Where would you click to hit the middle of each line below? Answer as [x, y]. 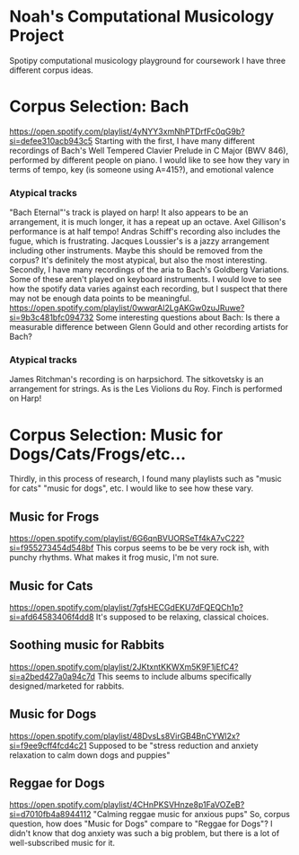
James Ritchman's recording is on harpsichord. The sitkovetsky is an [136, 379]
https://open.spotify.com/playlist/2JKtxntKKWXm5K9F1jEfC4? [124, 666]
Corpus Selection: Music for [116, 435]
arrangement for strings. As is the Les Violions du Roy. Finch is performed [146, 389]
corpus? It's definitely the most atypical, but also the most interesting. [138, 260]
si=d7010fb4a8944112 [50, 815]
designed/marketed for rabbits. [67, 686]
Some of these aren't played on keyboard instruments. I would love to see [145, 280]
